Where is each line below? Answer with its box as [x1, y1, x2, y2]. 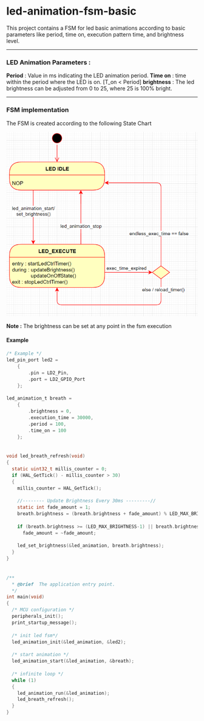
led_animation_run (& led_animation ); [17, 690, 110, 696]
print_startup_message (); [12, 620, 78, 626]
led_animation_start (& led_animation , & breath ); [12, 658, 135, 665]
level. [6, 37, 20, 44]
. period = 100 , [28, 421, 67, 427]
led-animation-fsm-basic [6, 4, 137, 18]
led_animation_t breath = [6, 395, 72, 402]
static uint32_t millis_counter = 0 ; [12, 466, 107, 472]
